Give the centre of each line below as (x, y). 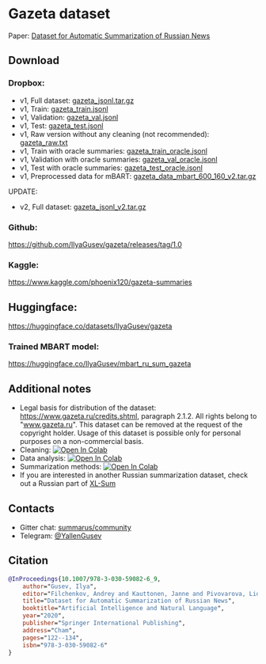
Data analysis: (42, 458)
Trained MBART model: (54, 347)
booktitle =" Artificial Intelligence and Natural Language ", (123, 609)
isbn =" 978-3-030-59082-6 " (65, 645)
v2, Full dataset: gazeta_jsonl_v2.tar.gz (83, 207)
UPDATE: (23, 192)
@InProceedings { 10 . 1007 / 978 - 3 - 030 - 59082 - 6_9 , (84, 579)
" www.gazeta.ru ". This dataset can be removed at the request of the (131, 425)
